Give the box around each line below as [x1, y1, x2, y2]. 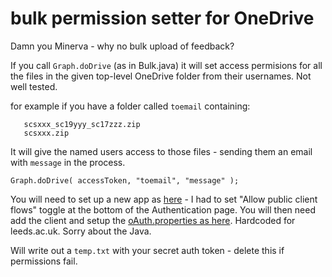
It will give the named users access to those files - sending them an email [10, 145, 313, 157]
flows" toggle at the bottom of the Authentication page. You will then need [10, 203, 316, 216]
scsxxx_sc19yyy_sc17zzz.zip [23, 119, 141, 129]
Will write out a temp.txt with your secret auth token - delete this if [10, 244, 285, 256]
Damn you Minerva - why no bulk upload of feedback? [10, 40, 235, 52]
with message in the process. [10, 156, 126, 168]
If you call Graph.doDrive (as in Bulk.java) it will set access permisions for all [10, 59, 323, 71]
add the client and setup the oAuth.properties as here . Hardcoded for [10, 214, 296, 226]
